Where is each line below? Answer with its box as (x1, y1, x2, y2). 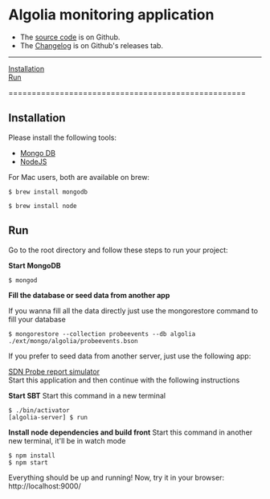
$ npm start (8, 458, 48, 467)
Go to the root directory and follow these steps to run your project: (8, 245, 228, 255)
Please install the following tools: (8, 133, 117, 142)
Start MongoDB (8, 260, 62, 270)
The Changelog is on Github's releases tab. (19, 40, 163, 50)
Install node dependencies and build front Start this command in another (8, 427, 253, 437)
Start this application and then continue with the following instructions (8, 375, 240, 385)
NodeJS (19, 157, 47, 166)
